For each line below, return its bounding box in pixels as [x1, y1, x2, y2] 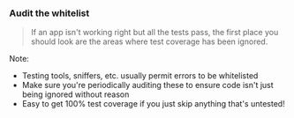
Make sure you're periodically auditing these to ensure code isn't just [21, 80, 274, 91]
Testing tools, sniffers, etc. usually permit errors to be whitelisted [21, 70, 259, 81]
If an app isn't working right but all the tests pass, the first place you [30, 27, 279, 38]
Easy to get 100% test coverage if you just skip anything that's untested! [21, 99, 285, 109]
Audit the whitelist [9, 7, 90, 19]
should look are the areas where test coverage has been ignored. [30, 36, 268, 47]
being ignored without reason [21, 89, 130, 100]
